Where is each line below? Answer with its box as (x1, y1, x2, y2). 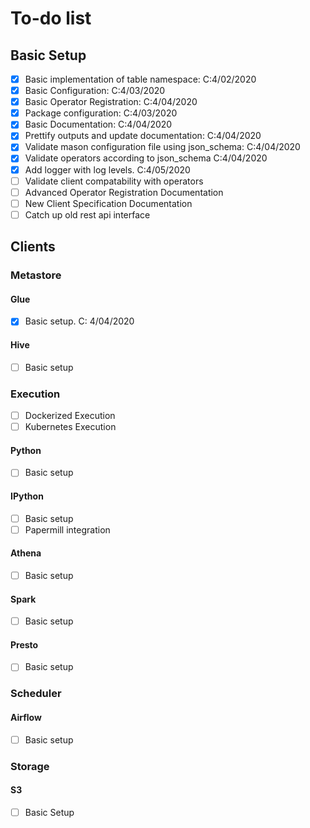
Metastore (10, 268, 62, 282)
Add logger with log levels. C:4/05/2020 (24, 163, 191, 176)
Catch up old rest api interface (24, 208, 151, 221)
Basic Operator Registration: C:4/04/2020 (24, 96, 198, 108)
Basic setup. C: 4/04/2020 (24, 315, 135, 327)
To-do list (10, 7, 92, 30)
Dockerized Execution (24, 409, 116, 421)
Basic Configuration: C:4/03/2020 (24, 85, 166, 97)
